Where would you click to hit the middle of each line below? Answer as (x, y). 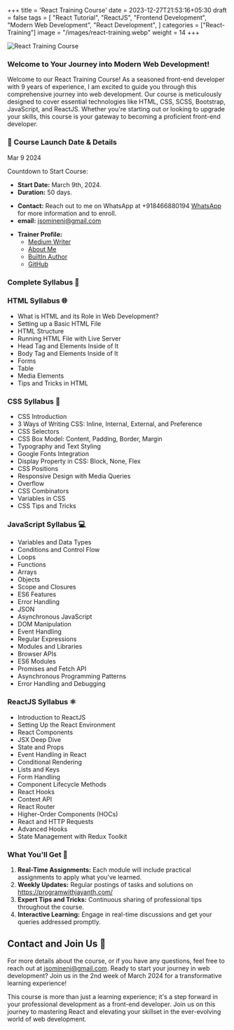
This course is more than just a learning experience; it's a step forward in (113, 996)
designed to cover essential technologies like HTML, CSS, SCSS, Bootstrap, (116, 102)
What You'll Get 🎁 (37, 854)
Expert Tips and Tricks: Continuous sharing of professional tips (109, 899)
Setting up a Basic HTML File (59, 323)
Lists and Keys (38, 769)
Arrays (27, 572)
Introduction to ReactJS (51, 717)
